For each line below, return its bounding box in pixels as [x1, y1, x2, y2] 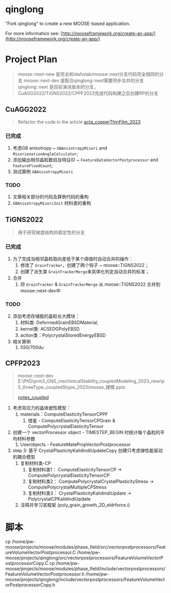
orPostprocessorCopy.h [5, 582, 55, 588]
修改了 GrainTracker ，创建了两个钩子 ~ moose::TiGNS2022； [20, 262, 149, 268]
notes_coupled [17, 394, 49, 400]
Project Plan [5, 53, 58, 65]
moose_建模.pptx [89, 384, 126, 390]
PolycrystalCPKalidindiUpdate [27, 496, 91, 502]
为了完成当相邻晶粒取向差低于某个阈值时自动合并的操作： [12, 256, 133, 262]
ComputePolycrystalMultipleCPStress [27, 484, 107, 490]
